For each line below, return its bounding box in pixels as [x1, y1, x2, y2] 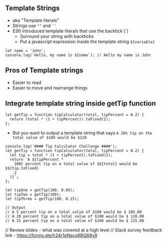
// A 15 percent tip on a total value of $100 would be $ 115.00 [5, 218, 144, 223]
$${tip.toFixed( [5, 166, 39, 171]
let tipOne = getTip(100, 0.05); [5, 187, 75, 193]
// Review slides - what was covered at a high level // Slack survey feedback [5, 227, 162, 233]
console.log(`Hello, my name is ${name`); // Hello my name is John [5, 52, 151, 57]
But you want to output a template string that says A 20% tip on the [12, 130, 152, 136]
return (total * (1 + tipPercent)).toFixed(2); [9, 117, 111, 122]
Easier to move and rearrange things [12, 84, 87, 90]
